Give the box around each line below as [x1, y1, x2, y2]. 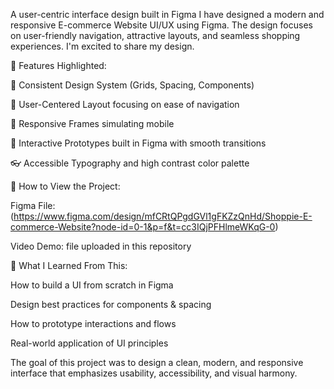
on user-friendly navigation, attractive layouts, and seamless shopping [10, 30, 301, 41]
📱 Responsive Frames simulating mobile [10, 118, 175, 129]
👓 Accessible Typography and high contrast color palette [10, 157, 250, 169]
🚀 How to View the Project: [10, 180, 121, 192]
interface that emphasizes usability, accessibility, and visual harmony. [10, 367, 298, 379]
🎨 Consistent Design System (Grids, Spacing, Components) [10, 79, 255, 91]
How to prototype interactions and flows [10, 318, 177, 329]
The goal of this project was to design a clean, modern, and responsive [10, 357, 304, 368]
